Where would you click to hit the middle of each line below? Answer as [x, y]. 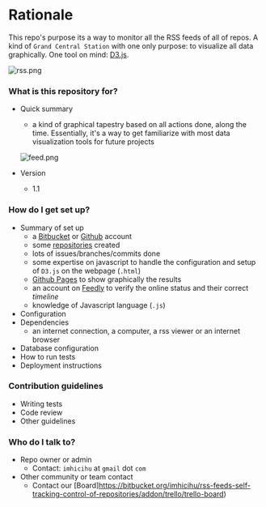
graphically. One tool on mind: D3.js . [69, 54]
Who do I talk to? [42, 441]
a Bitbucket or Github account [82, 236]
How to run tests [48, 356]
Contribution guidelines [56, 386]
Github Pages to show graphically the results [107, 279]
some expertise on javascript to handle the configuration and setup [144, 262]
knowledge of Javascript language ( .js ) [99, 305]
